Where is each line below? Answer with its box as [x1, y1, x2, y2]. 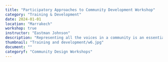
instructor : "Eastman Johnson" [5, 30, 70, 35]
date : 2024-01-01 [5, 16, 41, 21]
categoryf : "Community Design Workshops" [5, 49, 93, 54]
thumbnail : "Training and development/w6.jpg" [5, 40, 104, 45]
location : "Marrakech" [5, 21, 52, 26]
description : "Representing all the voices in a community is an [5, 35, 144, 40]
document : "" [5, 44, 32, 49]
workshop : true [5, 26, 37, 31]
